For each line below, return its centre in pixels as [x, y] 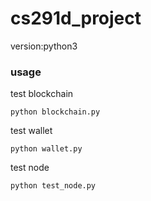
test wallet [31, 131]
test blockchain [42, 94]
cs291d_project [76, 18]
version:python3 [44, 46]
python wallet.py [46, 149]
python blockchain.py [55, 112]
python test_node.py [53, 186]
